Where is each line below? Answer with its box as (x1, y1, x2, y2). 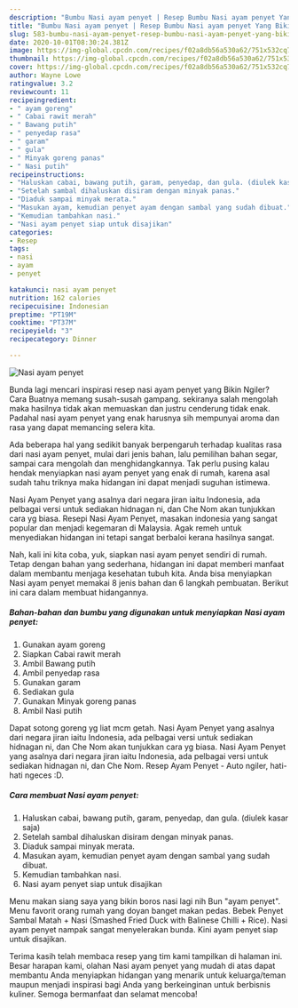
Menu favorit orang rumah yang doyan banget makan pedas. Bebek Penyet (9, 905, 284, 916)
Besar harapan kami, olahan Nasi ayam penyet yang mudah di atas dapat (9, 960, 276, 971)
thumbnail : (9, 54, 50, 63)
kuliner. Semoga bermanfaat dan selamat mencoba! (9, 988, 198, 999)
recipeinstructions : (9, 170, 86, 179)
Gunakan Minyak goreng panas (21, 695, 137, 707)
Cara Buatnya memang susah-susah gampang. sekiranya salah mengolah (9, 393, 278, 404)
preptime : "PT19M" (9, 310, 77, 319)
